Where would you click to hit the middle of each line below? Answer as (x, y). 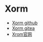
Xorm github (25, 23)
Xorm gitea (23, 28)
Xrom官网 (22, 34)
